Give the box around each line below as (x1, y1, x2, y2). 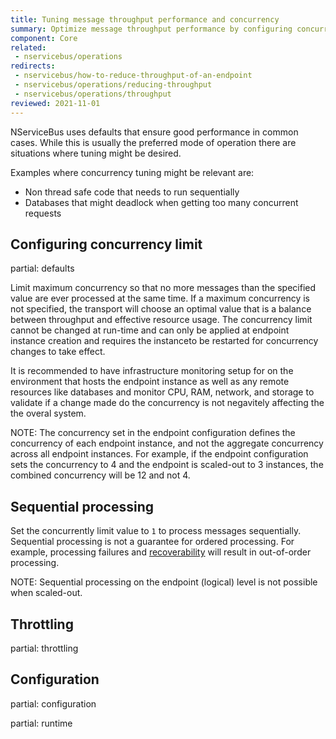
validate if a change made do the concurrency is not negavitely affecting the (10, 397, 325, 409)
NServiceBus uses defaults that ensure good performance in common (10, 126, 299, 138)
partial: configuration (10, 697, 97, 710)
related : (10, 42, 47, 53)
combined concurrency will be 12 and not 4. (10, 469, 191, 481)
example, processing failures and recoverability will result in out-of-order (10, 546, 312, 558)
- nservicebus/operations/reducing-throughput (14, 80, 213, 90)
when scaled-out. (10, 587, 83, 599)
